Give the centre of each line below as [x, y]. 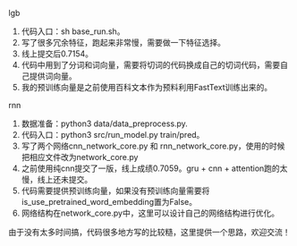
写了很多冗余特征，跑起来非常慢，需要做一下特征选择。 [123, 42]
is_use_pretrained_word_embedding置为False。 [109, 202]
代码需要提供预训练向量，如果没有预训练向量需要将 [115, 191]
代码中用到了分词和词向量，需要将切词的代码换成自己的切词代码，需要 [151, 65]
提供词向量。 [53, 76]
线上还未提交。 [65, 179]
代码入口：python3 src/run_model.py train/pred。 [113, 135]
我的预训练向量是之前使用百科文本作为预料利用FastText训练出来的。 [147, 87]
